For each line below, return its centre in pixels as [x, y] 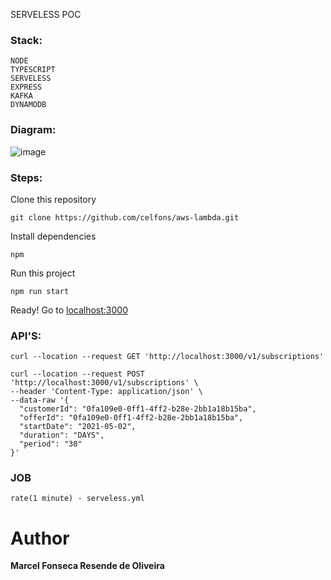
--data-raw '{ [40, 400]
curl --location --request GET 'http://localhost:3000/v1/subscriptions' [167, 357]
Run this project [43, 273]
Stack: [26, 40]
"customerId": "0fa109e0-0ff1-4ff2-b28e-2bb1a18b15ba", [138, 409]
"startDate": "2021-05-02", [78, 427]
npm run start [40, 291]
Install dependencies [53, 236]
